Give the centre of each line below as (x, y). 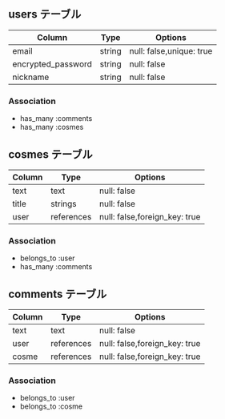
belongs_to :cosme (51, 406)
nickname (31, 77)
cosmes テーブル (51, 154)
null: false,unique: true (171, 50)
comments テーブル (58, 294)
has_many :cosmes (52, 127)
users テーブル (45, 14)
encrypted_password (52, 64)
